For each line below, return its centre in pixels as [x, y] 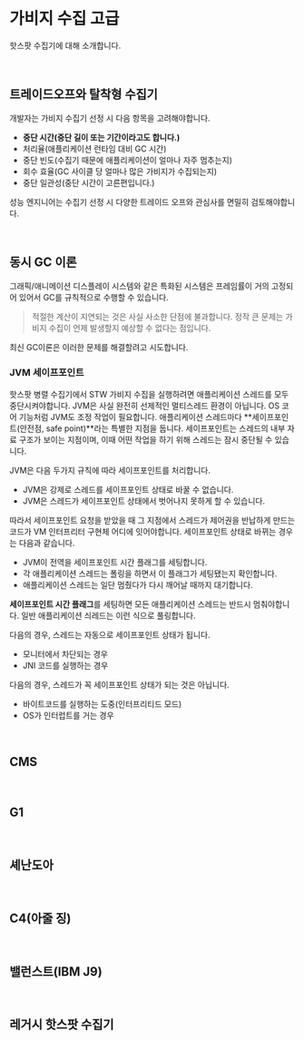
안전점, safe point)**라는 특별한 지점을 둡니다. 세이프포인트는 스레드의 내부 [152, 428]
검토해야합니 [273, 201]
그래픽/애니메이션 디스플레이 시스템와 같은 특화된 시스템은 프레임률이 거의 [139, 286]
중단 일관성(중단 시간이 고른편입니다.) [88, 182]
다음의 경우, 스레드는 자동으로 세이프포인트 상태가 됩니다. [110, 634]
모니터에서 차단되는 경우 [65, 653]
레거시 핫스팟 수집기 [62, 1025]
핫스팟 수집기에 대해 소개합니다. [65, 45]
